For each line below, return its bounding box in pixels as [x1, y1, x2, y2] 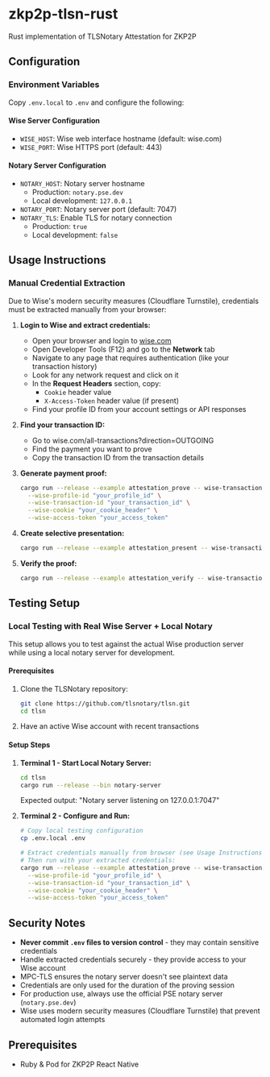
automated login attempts [19, 1015, 106, 1025]
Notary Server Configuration [8, 160, 106, 170]
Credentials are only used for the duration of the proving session [19, 980, 235, 990]
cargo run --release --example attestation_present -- [19, 544, 209, 552]
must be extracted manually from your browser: [8, 304, 167, 314]
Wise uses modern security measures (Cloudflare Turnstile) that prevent [19, 1006, 260, 1016]
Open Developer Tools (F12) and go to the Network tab [31, 344, 215, 354]
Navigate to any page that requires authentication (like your [31, 352, 230, 363]
